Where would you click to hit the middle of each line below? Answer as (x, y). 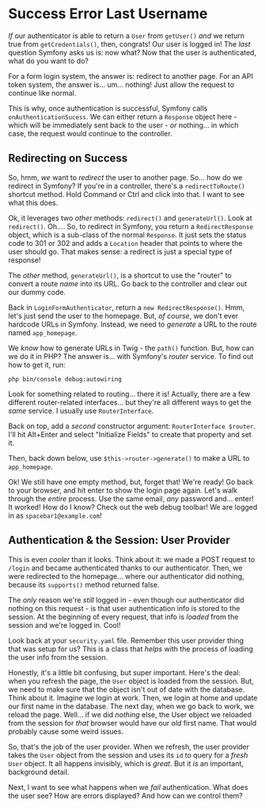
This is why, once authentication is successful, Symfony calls (108, 108)
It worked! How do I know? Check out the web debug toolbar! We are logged (133, 507)
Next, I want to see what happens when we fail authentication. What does (128, 787)
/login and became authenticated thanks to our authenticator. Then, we (125, 568)
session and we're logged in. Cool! (64, 625)
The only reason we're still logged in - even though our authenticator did (126, 600)
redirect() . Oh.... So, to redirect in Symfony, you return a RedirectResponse (131, 226)
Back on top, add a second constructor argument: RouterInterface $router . (132, 426)
